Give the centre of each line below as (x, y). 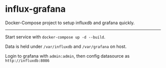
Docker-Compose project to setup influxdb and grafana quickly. (70, 23)
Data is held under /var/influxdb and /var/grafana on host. (66, 46)
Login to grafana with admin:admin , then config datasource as (67, 56)
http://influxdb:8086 (27, 61)
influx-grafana (35, 9)
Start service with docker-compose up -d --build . (55, 37)
